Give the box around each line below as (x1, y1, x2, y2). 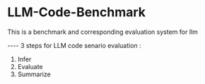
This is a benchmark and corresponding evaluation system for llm (7, 28, 198, 36)
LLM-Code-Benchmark (7, 4, 146, 20)
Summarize (17, 70, 51, 78)
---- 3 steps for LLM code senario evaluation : (7, 41, 141, 49)
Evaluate (17, 62, 44, 71)
